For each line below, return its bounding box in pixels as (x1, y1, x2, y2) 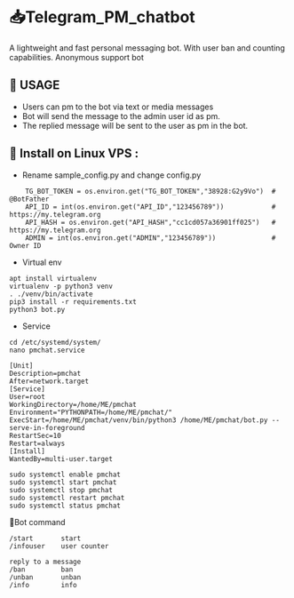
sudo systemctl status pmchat (9, 501, 122, 510)
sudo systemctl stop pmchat (9, 485, 114, 494)
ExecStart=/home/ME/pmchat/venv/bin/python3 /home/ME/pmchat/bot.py (9, 415, 268, 425)
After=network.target (9, 377, 90, 386)
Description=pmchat (9, 369, 82, 378)
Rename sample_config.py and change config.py (21, 170, 202, 180)
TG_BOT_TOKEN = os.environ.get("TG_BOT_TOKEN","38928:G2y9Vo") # (25, 187, 276, 195)
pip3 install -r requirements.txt (9, 297, 138, 307)
